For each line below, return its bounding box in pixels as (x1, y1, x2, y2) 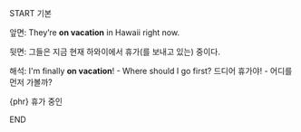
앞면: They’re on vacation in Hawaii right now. (9, 27, 180, 38)
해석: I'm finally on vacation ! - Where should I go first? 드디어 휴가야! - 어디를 (9, 66, 293, 76)
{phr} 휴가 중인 (9, 96, 63, 107)
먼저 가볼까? (9, 77, 53, 88)
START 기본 (9, 8, 53, 18)
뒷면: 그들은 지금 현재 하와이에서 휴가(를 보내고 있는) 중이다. (9, 46, 220, 57)
